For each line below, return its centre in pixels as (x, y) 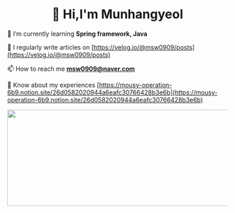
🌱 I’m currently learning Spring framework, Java (77, 34)
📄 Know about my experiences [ (53, 85)
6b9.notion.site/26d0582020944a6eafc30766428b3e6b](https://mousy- (113, 92)
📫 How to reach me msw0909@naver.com (71, 69)
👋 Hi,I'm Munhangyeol (117, 14)
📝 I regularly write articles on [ (51, 47)
